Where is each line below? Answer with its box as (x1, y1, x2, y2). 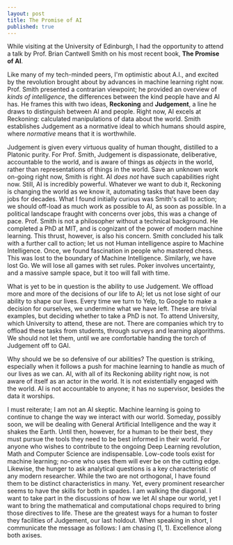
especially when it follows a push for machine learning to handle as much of (7, 363, 225, 371)
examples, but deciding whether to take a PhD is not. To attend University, (7, 312, 220, 320)
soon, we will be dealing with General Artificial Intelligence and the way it (7, 420, 217, 429)
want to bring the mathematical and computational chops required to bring (7, 502, 220, 510)
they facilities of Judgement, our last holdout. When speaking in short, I (7, 516, 212, 525)
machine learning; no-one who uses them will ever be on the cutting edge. (7, 457, 220, 466)
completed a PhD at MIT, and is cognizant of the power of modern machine (7, 224, 223, 233)
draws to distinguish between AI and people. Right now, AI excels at (7, 107, 202, 116)
